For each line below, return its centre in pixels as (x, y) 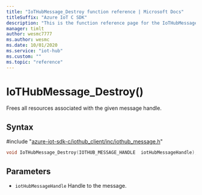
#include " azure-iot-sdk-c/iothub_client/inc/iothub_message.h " (85, 142)
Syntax (20, 127)
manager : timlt (25, 28)
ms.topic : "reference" (35, 62)
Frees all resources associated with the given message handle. (84, 108)
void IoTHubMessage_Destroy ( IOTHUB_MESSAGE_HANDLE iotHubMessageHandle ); (102, 153)
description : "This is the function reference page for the (83, 23)
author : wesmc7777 (29, 34)
